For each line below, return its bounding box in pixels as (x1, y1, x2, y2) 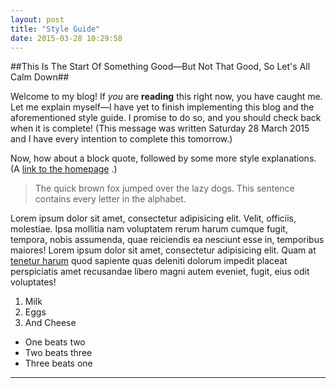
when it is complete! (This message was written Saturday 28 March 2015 (10, 122, 310, 135)
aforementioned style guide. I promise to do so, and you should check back (10, 112, 322, 124)
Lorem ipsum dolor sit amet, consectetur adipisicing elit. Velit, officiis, (10, 212, 297, 225)
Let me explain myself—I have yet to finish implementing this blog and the (10, 101, 315, 113)
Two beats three (24, 347, 93, 359)
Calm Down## (10, 71, 70, 83)
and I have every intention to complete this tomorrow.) (10, 133, 233, 145)
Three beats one (24, 357, 93, 370)
